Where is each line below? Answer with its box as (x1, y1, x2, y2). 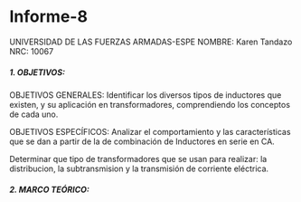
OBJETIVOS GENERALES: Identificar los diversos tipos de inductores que (9, 89, 282, 101)
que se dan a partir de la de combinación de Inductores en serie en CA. (9, 136, 276, 147)
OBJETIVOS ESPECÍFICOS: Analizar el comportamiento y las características (9, 126, 291, 137)
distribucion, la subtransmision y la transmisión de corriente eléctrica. (9, 163, 269, 174)
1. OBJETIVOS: (9, 66, 66, 78)
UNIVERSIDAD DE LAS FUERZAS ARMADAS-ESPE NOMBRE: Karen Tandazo (9, 36, 293, 47)
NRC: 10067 (9, 45, 54, 56)
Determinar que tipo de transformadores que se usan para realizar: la (9, 153, 268, 164)
